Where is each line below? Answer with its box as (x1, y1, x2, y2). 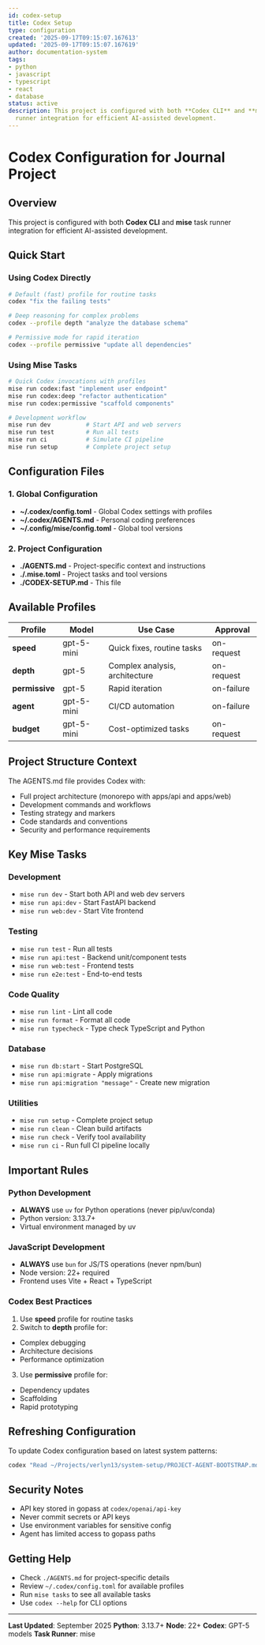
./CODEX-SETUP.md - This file (19, 577, 121, 587)
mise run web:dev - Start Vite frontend (19, 906, 144, 916)
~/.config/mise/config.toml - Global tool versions (19, 523, 183, 533)
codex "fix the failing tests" (8, 298, 111, 306)
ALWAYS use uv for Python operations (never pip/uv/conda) (19, 1205, 215, 1215)
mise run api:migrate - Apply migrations (19, 1069, 153, 1079)
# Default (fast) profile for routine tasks (8, 290, 157, 299)
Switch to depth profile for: (19, 1322, 108, 1331)
